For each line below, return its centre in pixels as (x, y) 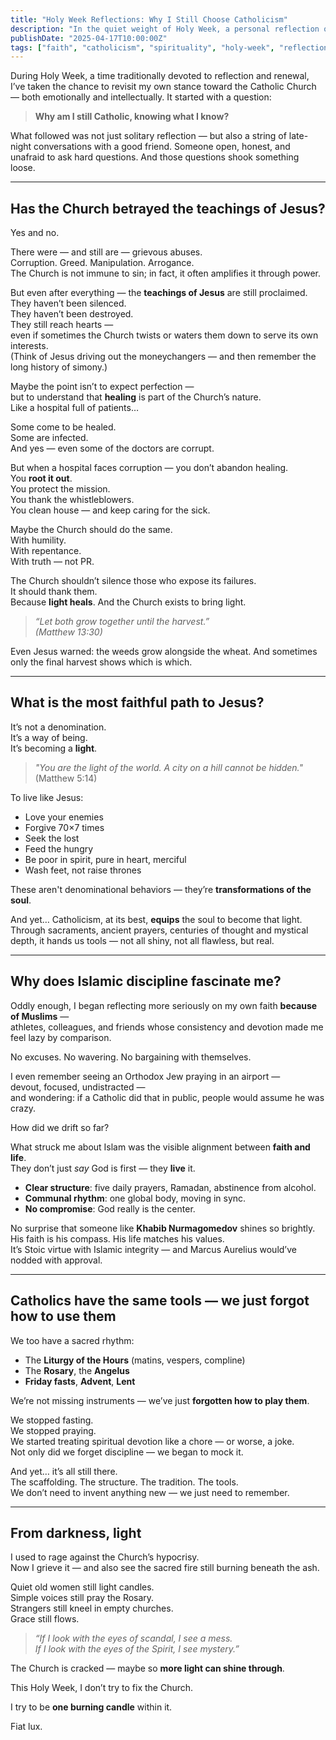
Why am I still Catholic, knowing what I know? (132, 117)
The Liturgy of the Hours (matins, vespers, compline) (135, 1360)
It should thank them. (54, 592)
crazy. (23, 1108)
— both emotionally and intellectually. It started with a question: (141, 97)
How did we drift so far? (60, 1127)
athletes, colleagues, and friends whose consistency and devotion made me (167, 1027)
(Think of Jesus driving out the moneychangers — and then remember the (163, 357)
